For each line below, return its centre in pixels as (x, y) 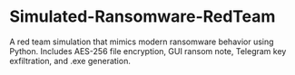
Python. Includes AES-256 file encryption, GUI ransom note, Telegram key (148, 51)
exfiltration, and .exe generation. (70, 61)
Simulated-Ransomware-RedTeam (143, 17)
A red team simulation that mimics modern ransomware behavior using (142, 42)
